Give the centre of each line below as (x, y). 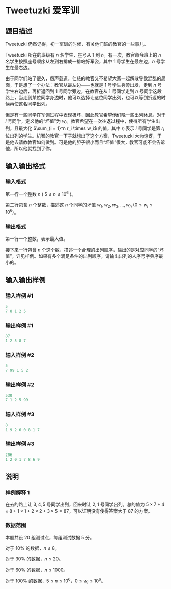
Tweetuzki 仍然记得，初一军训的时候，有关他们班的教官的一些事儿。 (77, 44)
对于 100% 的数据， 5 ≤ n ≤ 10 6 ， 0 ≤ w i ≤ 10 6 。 (55, 581)
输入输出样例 (25, 280)
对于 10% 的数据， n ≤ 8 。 (32, 548)
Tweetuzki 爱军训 (42, 10)
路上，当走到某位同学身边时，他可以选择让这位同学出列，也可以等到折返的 (83, 98)
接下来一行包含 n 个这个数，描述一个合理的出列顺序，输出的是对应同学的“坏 (85, 250)
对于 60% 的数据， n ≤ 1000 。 (37, 570)
